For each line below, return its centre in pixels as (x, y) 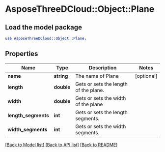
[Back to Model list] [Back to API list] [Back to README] (61, 145)
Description (103, 67)
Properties (22, 54)
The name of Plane (97, 76)
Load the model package (44, 27)
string (61, 76)
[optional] (146, 76)
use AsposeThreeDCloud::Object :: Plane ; (46, 38)
